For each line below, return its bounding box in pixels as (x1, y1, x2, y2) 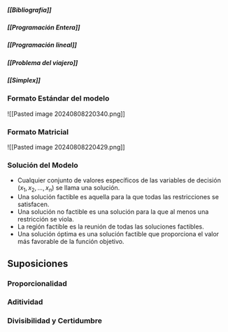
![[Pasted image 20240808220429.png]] (7, 143, 125, 152)
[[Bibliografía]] (7, 6, 52, 14)
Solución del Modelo (7, 161, 78, 171)
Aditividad (7, 297, 43, 307)
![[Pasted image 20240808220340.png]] (7, 109, 126, 118)
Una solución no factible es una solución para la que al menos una (17, 208, 209, 216)
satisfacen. (17, 200, 50, 209)
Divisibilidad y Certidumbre (7, 316, 103, 326)
